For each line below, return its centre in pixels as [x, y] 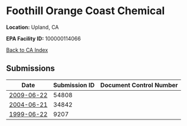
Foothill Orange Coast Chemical [86, 11]
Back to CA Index [27, 50]
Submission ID [74, 85]
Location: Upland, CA [32, 27]
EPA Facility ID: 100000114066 [44, 38]
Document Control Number [139, 85]
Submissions [30, 69]
